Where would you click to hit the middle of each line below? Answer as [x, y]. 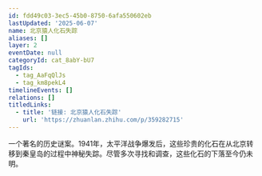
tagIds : [21, 68]
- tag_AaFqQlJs [41, 75]
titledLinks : [30, 105]
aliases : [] [28, 38]
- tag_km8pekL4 [41, 82]
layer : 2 [23, 46]
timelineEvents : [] [41, 90]
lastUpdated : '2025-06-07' [53, 23]
